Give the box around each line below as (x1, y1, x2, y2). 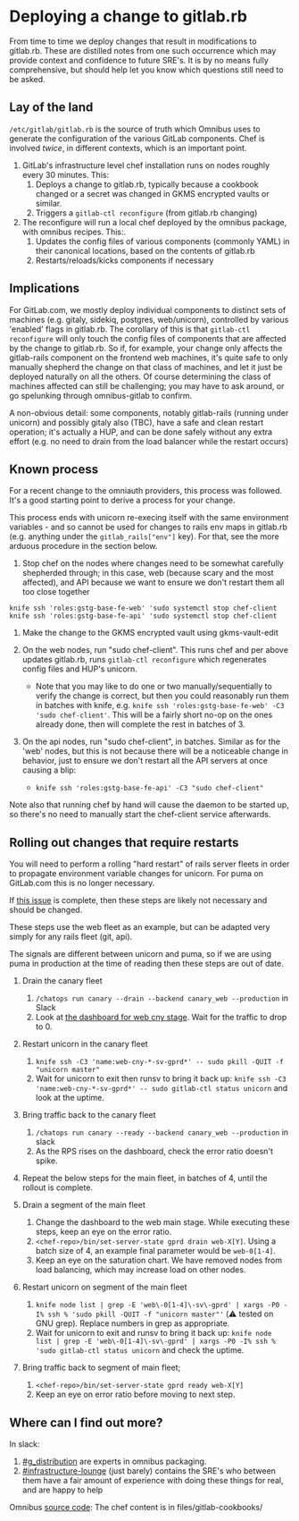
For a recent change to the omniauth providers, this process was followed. (9, 486, 283, 496)
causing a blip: (21, 765, 77, 775)
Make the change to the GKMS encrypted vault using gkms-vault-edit (21, 628, 278, 638)
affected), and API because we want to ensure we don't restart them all (21, 577, 285, 587)
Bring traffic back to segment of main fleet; (21, 1362, 181, 1373)
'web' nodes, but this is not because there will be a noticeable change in (21, 746, 288, 756)
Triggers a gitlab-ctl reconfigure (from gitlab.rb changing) (35, 207, 258, 218)
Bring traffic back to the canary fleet (21, 1110, 156, 1120)
